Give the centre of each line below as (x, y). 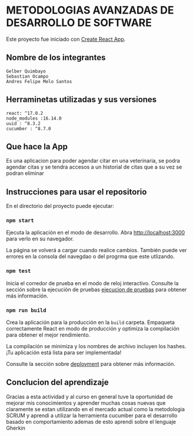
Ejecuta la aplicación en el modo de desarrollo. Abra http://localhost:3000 (96, 233)
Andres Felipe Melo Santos (39, 81)
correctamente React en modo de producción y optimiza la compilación (93, 329)
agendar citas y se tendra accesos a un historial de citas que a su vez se (94, 167)
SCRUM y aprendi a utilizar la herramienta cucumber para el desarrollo (92, 415)
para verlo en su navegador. (40, 239)
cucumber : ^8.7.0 (29, 128)
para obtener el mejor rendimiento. (48, 335)
